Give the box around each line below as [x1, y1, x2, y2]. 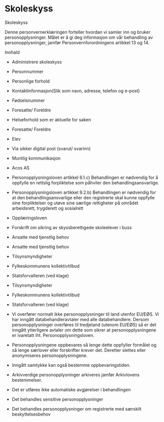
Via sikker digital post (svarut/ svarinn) [11, 145, 91, 152]
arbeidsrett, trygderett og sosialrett [11, 205, 84, 211]
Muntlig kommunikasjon [11, 155, 61, 161]
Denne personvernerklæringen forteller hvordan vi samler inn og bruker [4, 29, 151, 35]
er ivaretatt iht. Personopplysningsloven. [11, 332, 95, 338]
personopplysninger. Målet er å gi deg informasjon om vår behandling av [4, 34, 153, 40]
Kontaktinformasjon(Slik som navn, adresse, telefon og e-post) [11, 87, 140, 93]
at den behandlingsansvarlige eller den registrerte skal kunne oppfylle [11, 194, 155, 200]
